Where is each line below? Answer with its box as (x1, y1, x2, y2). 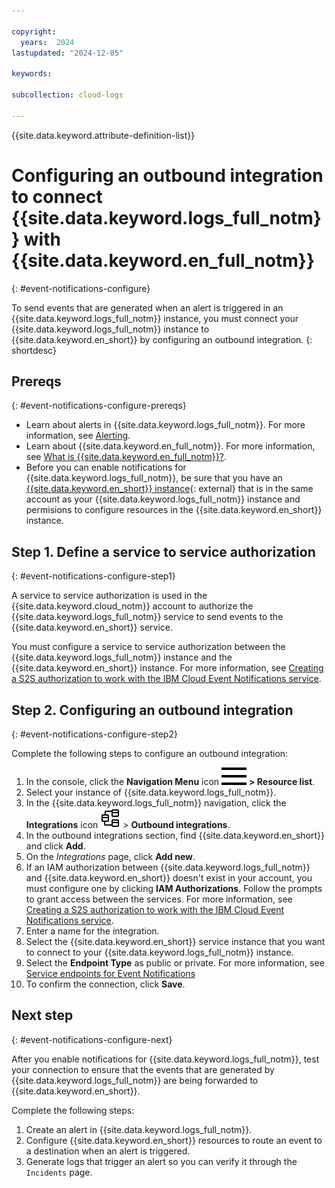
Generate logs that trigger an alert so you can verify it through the (25, 1155, 298, 1167)
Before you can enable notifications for (25, 461, 187, 474)
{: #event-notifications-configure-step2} (11, 728, 178, 740)
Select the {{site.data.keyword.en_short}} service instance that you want (25, 936, 326, 947)
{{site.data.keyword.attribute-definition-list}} (11, 129, 196, 141)
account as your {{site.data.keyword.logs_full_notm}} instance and (25, 493, 301, 505)
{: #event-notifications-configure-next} (11, 1033, 173, 1045)
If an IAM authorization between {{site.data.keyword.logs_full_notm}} (25, 861, 311, 873)
